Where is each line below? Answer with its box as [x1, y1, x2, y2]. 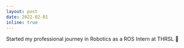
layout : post [6, 8, 38, 15]
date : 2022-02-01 [6, 14, 48, 20]
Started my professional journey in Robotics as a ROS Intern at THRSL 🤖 [6, 36, 179, 43]
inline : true [6, 19, 38, 25]
